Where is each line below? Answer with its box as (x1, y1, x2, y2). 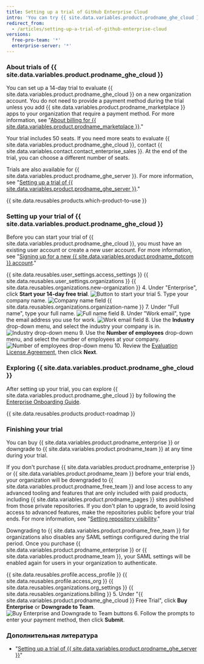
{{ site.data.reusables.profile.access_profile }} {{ (6, 571, 127, 578)
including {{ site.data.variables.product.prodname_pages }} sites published (6, 496, 194, 503)
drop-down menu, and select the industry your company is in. (6, 323, 161, 330)
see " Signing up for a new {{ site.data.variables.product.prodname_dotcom (6, 253, 194, 260)
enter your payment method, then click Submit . (6, 616, 125, 623)
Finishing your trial (6, 425, 63, 433)
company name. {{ (6, 297, 112, 304)
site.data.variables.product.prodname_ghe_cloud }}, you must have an (6, 240, 182, 247)
